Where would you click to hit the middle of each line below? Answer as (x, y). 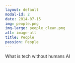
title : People (20, 38)
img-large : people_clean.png (35, 28)
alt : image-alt (21, 33)
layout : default (22, 10)
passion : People (22, 42)
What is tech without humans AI (38, 56)
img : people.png (22, 24)
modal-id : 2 (17, 14)
